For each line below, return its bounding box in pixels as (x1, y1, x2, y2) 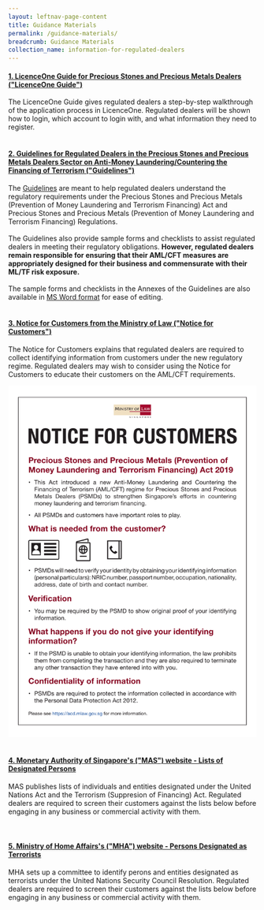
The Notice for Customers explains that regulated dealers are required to (8, 344, 244, 354)
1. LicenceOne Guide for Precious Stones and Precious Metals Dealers (8, 71, 242, 80)
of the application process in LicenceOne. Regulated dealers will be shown (8, 106, 251, 115)
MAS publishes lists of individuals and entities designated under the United (8, 781, 251, 791)
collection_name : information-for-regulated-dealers (8, 46, 185, 54)
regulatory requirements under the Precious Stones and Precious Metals (8, 192, 243, 201)
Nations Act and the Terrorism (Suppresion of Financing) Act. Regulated (8, 789, 242, 800)
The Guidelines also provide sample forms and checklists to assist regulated (8, 233, 256, 243)
